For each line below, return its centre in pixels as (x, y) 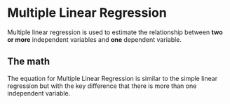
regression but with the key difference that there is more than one (102, 86)
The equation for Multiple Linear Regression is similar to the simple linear (113, 78)
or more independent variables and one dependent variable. (95, 39)
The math (29, 62)
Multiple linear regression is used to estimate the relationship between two (115, 32)
